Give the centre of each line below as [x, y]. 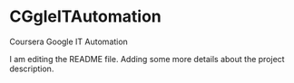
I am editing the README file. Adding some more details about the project [147, 59]
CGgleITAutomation [85, 17]
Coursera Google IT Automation [69, 41]
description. [32, 69]
